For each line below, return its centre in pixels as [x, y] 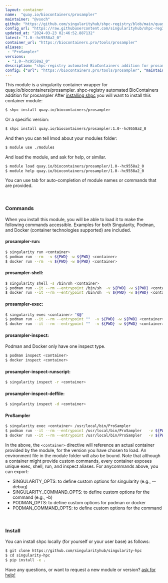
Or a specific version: [27, 119]
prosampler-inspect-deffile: [35, 394]
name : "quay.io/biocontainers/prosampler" [51, 15]
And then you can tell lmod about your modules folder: [61, 138]
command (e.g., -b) [32, 497]
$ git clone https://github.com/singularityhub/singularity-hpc [73, 551]
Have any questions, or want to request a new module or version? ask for [80, 570]
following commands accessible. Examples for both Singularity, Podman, [80, 225]
